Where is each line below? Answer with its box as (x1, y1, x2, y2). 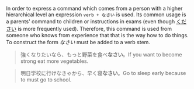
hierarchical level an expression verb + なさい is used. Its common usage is (6, 11, 186, 18)
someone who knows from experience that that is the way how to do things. (6, 32, 189, 38)
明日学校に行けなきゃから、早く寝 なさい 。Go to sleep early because (20, 70, 186, 76)
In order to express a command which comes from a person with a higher (6, 5, 183, 12)
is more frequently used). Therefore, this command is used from (17, 26, 172, 32)
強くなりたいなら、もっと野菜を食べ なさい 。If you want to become (20, 51, 182, 58)
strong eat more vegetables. (20, 58, 89, 65)
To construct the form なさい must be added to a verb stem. (6, 39, 151, 45)
